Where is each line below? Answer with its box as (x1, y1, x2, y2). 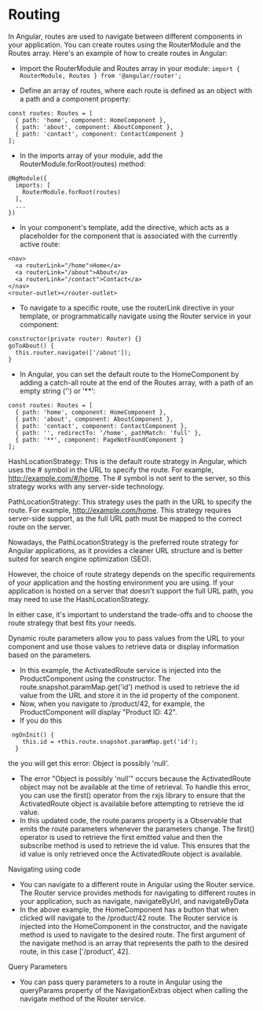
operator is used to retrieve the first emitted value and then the (19, 832, 223, 842)
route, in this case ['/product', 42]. (19, 946, 131, 956)
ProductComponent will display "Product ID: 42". (19, 707, 178, 716)
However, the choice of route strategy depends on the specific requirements (8, 569, 256, 578)
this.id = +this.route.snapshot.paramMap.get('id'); (22, 738, 199, 745)
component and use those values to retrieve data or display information (8, 641, 239, 651)
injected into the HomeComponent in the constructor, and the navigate (19, 921, 248, 931)
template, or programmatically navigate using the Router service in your (19, 311, 252, 321)
